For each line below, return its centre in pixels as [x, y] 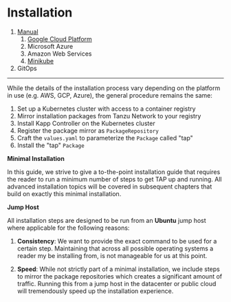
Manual [28, 32]
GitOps [27, 68]
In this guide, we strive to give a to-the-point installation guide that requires [114, 172]
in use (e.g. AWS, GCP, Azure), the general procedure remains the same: [110, 95]
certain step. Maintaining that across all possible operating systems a [115, 248]
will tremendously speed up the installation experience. [95, 291]
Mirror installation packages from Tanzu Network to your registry [109, 116]
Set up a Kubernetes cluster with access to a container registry [106, 109]
